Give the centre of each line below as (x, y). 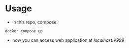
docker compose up (24, 31)
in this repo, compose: (35, 22)
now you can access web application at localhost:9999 (68, 40)
